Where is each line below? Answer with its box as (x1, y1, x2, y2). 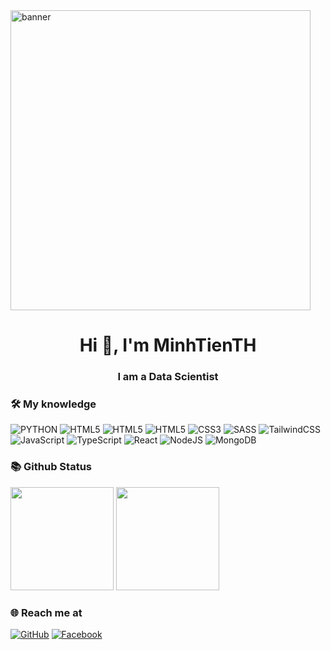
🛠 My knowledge (10, 397, 97, 411)
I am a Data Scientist (117, 370, 219, 384)
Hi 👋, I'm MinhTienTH (79, 334, 257, 357)
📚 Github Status (10, 460, 92, 474)
